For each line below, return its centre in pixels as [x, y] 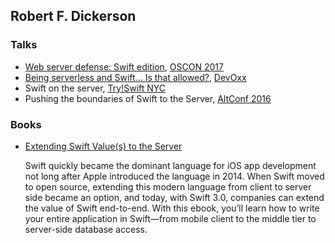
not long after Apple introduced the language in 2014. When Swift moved [174, 176]
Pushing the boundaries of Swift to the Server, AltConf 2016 [148, 98]
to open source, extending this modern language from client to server [168, 186]
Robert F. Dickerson [73, 16]
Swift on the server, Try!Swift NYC [95, 88]
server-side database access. [86, 229]
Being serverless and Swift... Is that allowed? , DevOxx [135, 77]
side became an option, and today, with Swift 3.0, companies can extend [174, 197]
